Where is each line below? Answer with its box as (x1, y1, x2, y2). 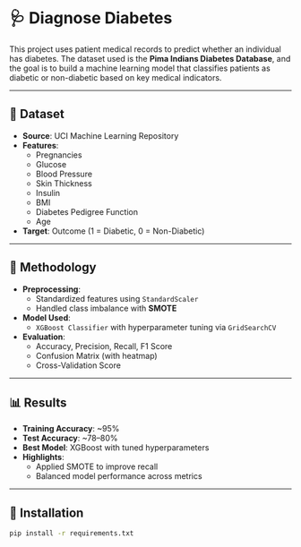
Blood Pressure (35, 168, 92, 179)
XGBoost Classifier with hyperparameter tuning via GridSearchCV (35, 321, 277, 332)
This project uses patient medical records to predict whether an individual (9, 43, 282, 55)
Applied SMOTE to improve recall (35, 461, 159, 472)
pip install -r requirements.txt (9, 529, 134, 538)
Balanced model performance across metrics (35, 471, 203, 482)
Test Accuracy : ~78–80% (21, 432, 118, 444)
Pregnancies (35, 150, 82, 160)
